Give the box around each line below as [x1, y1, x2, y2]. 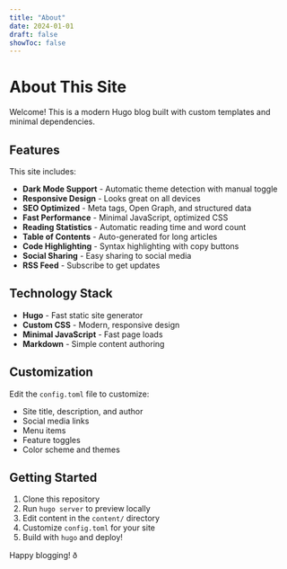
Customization [9, 365, 94, 380]
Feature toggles [22, 434, 81, 445]
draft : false [9, 30, 58, 39]
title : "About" [9, 13, 66, 22]
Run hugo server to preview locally [22, 503, 151, 514]
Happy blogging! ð [9, 550, 78, 561]
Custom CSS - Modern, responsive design [22, 319, 180, 330]
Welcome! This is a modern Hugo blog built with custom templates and [9, 107, 271, 118]
